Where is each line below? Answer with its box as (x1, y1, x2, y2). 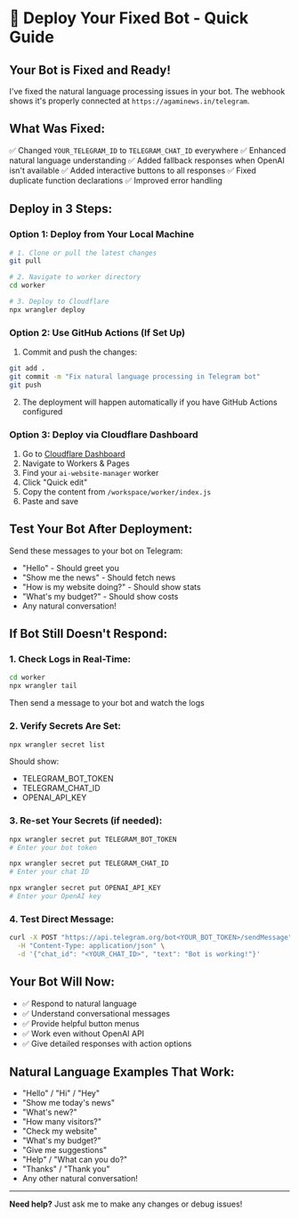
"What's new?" (21, 1107, 77, 1117)
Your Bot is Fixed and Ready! (9, 62, 172, 78)
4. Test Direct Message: (9, 912, 114, 925)
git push (9, 380, 42, 389)
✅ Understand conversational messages (21, 1008, 171, 1018)
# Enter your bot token (9, 843, 98, 852)
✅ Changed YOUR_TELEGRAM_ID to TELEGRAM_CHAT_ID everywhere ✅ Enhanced (9, 144, 287, 155)
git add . (9, 364, 46, 373)
